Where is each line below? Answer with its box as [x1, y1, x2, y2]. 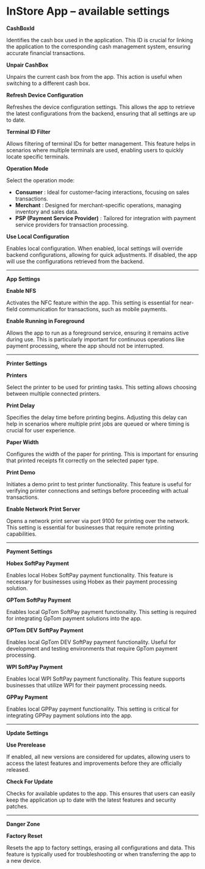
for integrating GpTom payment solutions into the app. [6, 615, 142, 622]
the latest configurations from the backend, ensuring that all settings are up [6, 109, 196, 117]
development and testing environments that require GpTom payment [6, 645, 178, 652]
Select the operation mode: [6, 176, 75, 184]
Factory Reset [6, 832, 43, 839]
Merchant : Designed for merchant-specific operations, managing [15, 201, 182, 209]
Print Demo [6, 468, 35, 476]
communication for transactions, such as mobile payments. [18, 305, 168, 312]
